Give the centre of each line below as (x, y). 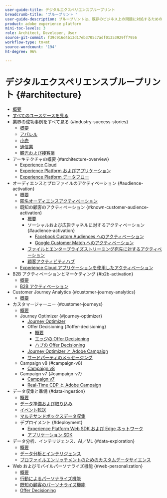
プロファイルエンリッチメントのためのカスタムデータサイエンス (85, 460)
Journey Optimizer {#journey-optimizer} (61, 316)
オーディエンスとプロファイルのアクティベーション (64, 183)
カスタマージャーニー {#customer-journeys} (58, 304)
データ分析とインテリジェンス (50, 454)
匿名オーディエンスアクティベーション (59, 201)
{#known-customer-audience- (117, 207)
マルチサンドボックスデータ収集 (53, 416)
